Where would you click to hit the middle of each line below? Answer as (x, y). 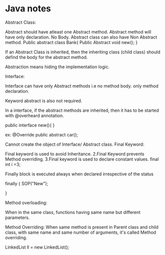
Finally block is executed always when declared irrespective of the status (79, 174)
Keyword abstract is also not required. (44, 101)
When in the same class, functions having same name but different (73, 212)
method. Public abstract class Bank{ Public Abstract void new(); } (71, 42)
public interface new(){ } (30, 125)
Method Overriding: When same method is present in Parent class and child (82, 227)
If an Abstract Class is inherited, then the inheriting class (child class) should (83, 52)
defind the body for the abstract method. (47, 57)
